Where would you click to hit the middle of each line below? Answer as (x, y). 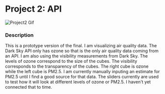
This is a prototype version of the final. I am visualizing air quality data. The (81, 46)
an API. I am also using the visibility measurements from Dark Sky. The (77, 56)
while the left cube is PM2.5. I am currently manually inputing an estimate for (82, 72)
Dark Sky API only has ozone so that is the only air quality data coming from (82, 51)
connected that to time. (29, 87)
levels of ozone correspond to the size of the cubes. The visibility (71, 61)
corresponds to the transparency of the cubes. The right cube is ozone (77, 66)
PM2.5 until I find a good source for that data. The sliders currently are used (82, 77)
